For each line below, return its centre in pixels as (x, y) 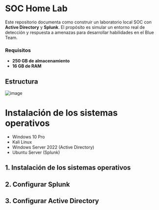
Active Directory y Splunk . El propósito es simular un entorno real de (75, 27)
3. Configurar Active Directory (52, 201)
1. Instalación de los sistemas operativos (68, 168)
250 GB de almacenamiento (41, 61)
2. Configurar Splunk (37, 184)
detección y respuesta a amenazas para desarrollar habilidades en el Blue (79, 32)
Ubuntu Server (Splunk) (36, 152)
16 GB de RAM (27, 66)
